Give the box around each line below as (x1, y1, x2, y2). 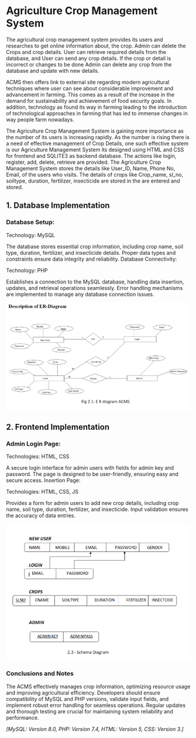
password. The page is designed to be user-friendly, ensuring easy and (6, 471, 178, 478)
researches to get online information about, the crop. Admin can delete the (6, 42, 186, 49)
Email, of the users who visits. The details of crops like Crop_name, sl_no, (6, 171, 183, 178)
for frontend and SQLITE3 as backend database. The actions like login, (6, 152, 177, 159)
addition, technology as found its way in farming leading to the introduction (6, 103, 187, 110)
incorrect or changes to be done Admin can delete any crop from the (6, 60, 172, 68)
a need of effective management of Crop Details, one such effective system (6, 140, 189, 147)
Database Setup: (6, 218, 55, 227)
